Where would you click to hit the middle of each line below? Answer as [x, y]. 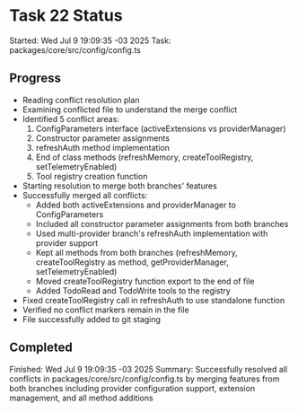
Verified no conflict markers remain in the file [106, 310]
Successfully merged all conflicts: [85, 195]
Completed [41, 348]
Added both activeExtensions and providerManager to [136, 205]
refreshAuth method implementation [103, 147]
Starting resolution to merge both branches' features [119, 186]
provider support [67, 242]
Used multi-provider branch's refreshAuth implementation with [152, 233]
